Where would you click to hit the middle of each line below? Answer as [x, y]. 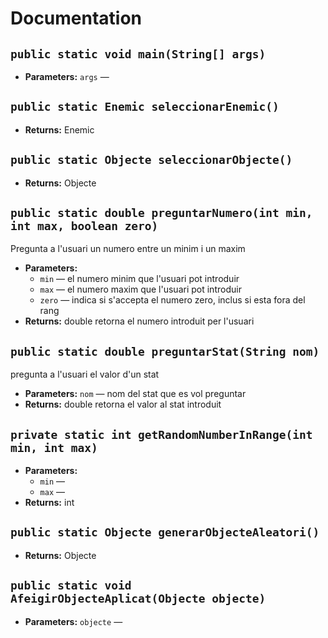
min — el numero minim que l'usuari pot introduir [139, 279]
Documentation [76, 18]
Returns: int [49, 503]
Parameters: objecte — [73, 621]
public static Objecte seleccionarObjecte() [151, 160]
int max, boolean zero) [84, 226]
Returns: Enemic [59, 129]
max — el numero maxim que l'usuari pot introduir [140, 289]
